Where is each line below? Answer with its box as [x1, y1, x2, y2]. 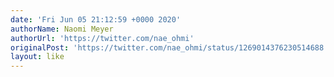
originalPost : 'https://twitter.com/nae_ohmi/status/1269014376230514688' [10, 42, 329, 53]
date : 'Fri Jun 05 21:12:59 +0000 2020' [10, 14, 182, 25]
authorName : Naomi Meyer [10, 24, 114, 34]
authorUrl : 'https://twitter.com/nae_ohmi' [10, 33, 195, 43]
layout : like [10, 52, 65, 62]
